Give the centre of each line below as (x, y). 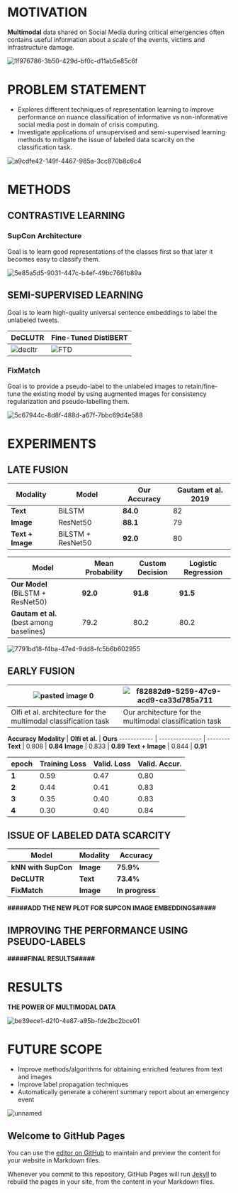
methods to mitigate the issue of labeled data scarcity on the (106, 139)
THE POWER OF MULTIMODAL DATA (62, 1007)
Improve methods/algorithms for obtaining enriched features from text (120, 1069)
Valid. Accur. (160, 764)
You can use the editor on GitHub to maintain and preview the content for (114, 1152)
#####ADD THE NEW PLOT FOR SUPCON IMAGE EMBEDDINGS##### (112, 908)
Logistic (203, 563)
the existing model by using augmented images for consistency (114, 394)
